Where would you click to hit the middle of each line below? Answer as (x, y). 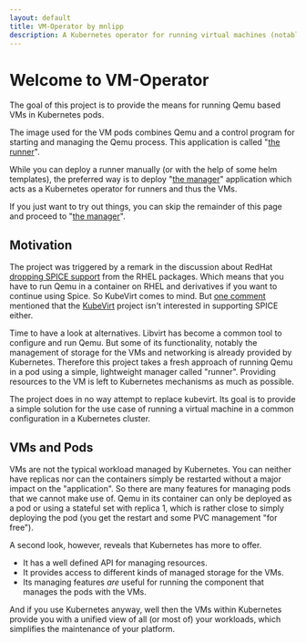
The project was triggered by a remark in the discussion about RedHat (141, 267)
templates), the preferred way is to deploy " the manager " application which (151, 180)
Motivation (41, 245)
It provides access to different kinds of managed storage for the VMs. (153, 572)
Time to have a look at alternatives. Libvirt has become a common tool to (146, 333)
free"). (21, 527)
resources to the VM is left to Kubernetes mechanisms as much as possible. (152, 382)
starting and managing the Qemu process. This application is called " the (145, 142)
